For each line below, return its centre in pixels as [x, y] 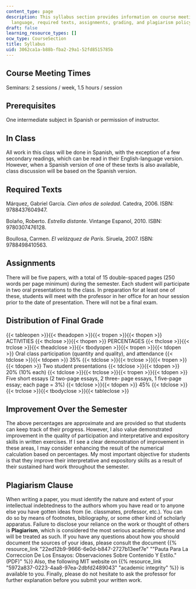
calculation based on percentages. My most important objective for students [98, 454]
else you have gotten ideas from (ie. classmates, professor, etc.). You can [94, 512]
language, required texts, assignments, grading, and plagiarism [92, 22]
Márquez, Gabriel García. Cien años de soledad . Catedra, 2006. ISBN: [90, 203]
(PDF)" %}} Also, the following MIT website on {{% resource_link [84, 561]
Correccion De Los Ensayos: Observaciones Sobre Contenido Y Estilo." [91, 555]
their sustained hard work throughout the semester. [68, 467]
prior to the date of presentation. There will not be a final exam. [82, 302]
